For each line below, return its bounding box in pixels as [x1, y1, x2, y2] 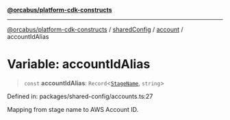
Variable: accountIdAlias [7, 57, 151, 72]
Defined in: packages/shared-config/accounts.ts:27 [7, 92, 153, 100]
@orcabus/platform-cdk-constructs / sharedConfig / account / [7, 25, 183, 33]
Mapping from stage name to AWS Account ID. [7, 105, 139, 113]
